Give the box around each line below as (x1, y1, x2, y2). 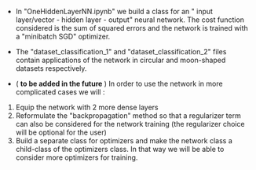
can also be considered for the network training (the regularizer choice (15, 120, 245, 128)
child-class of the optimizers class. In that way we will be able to (15, 145, 225, 153)
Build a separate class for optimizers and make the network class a (15, 136, 233, 145)
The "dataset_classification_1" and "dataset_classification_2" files (15, 47, 227, 56)
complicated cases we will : (15, 87, 105, 97)
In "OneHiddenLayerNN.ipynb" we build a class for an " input (15, 7, 214, 16)
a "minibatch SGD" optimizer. (15, 31, 111, 41)
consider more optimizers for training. (15, 153, 138, 162)
